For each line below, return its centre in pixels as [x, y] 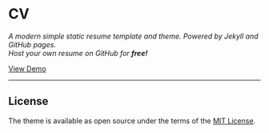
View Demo [27, 68]
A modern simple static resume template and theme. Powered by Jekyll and [133, 36]
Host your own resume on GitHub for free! [78, 53]
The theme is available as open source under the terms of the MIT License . [132, 120]
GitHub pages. [32, 44]
